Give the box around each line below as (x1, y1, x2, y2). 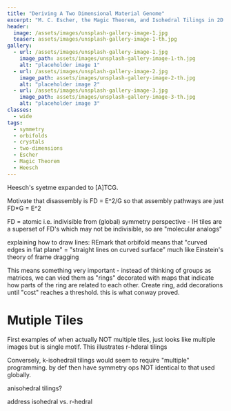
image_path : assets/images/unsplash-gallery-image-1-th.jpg (19, 55, 196, 62)
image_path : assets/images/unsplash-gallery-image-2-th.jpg (19, 74, 196, 82)
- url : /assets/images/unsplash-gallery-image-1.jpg (13, 49, 168, 56)
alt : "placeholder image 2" (19, 81, 100, 88)
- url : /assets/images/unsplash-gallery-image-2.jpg (13, 68, 168, 75)
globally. (7, 370, 32, 379)
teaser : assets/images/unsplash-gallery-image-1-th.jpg (13, 36, 177, 43)
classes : (7, 106, 32, 113)
